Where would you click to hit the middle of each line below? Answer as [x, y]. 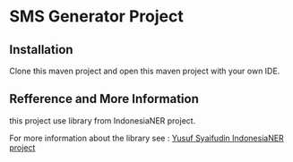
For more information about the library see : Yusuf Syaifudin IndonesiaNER [146, 138]
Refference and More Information [104, 99]
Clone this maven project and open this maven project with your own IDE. [145, 71]
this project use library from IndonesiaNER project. [103, 120]
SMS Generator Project [96, 17]
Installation [41, 50]
